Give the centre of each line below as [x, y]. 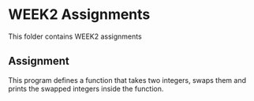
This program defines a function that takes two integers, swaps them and [127, 80]
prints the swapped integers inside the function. [86, 88]
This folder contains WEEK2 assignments [75, 36]
